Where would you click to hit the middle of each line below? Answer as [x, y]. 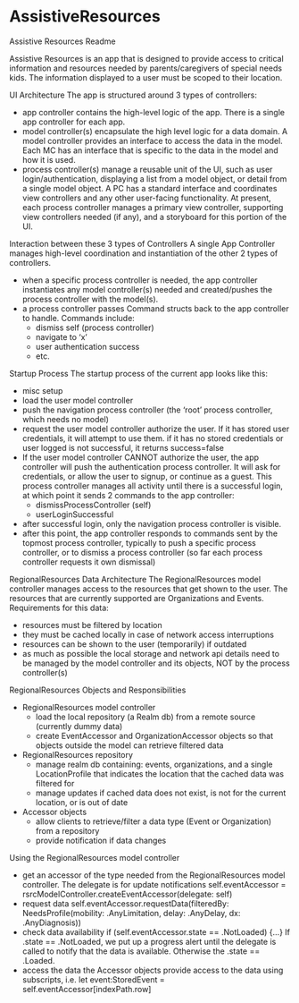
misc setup [42, 390]
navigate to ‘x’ [61, 336]
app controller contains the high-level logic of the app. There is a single [154, 112]
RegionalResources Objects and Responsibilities [98, 690]
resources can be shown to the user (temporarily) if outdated [134, 644]
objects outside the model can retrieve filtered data [129, 745]
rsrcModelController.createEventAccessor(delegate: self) [127, 894]
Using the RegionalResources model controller [95, 857]
